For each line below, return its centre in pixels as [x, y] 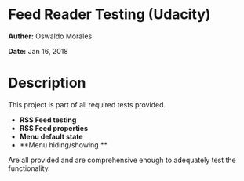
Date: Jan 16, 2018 [38, 51]
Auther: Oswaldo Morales [50, 36]
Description [47, 83]
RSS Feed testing [48, 120]
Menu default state [51, 136]
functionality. [29, 168]
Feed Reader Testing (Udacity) [109, 14]
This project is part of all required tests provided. [87, 104]
